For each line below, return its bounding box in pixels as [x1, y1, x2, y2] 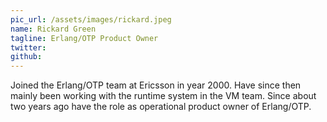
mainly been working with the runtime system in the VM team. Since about [10, 90, 317, 102]
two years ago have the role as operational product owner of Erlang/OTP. [10, 101, 312, 113]
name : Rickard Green [10, 24, 97, 34]
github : [10, 52, 43, 62]
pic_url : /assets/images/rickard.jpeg [10, 14, 172, 25]
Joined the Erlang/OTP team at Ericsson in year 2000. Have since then [10, 79, 302, 91]
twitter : [10, 42, 47, 53]
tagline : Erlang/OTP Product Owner [10, 33, 159, 43]
